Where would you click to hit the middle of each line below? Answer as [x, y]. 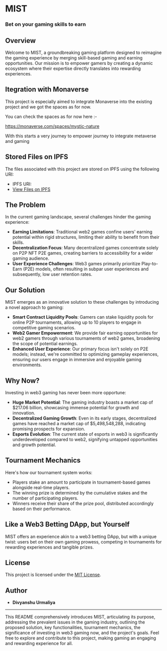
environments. [27, 365]
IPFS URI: [22, 184]
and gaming [17, 141]
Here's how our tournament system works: [49, 472]
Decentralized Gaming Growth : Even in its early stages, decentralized [84, 418]
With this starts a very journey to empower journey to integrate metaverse [81, 136]
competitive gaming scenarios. [44, 328]
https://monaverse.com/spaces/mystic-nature [52, 126]
